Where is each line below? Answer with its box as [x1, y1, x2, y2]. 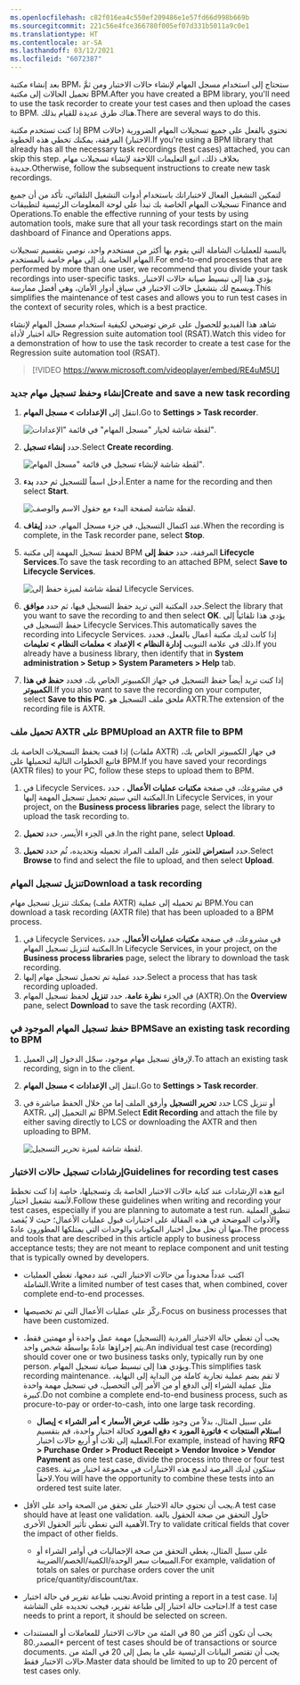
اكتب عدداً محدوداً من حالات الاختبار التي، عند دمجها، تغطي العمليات [22, 1269, 245, 1281]
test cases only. [22, 1665, 81, 1676]
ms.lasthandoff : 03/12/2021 [10, 46, 115, 55]
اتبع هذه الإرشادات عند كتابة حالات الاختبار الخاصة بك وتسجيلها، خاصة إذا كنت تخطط [10, 1186, 285, 1197]
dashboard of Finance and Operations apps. [10, 228, 172, 237]
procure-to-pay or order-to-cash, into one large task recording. [22, 1399, 256, 1410]
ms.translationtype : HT [10, 29, 99, 38]
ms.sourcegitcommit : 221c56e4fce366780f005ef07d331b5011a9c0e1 [10, 21, 250, 30]
